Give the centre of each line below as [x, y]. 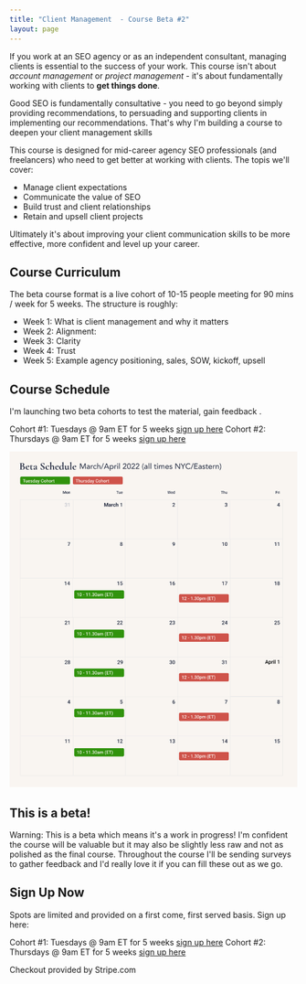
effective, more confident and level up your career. [105, 243]
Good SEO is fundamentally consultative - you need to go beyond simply [146, 103]
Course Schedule [60, 389]
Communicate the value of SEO [82, 197]
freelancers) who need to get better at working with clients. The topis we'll [149, 159]
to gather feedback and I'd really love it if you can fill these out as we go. [146, 864]
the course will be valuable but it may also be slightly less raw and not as [147, 845]
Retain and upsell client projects [83, 216]
